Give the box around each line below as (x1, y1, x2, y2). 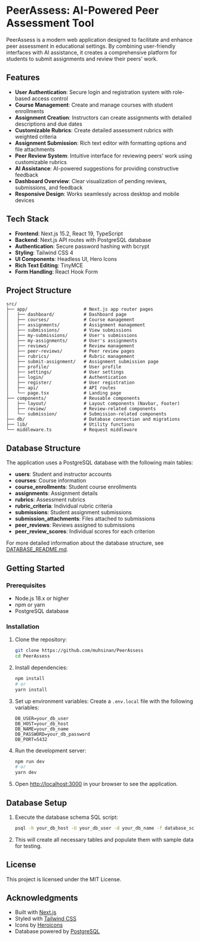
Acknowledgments (6, 893, 79, 903)
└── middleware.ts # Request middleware (6, 427, 137, 433)
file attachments (14, 145, 55, 153)
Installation (6, 622, 40, 630)
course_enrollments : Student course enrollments (14, 483, 137, 491)
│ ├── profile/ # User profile (6, 364, 121, 370)
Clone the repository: (14, 636, 67, 643)
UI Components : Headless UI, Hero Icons (14, 255, 118, 262)
